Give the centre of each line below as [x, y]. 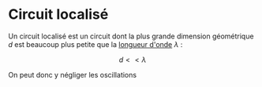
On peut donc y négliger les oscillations [72, 74]
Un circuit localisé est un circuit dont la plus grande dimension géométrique [131, 36]
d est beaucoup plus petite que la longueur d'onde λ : [95, 44]
